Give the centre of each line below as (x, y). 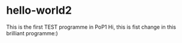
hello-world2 (39, 10)
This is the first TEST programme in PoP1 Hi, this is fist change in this (91, 27)
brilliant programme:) (32, 33)
